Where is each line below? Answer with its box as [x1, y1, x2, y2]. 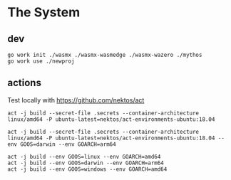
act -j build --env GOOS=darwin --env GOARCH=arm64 [7, 159, 164, 166]
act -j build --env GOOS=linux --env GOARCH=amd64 [7, 153, 161, 160]
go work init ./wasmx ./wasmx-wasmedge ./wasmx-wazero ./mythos [7, 51, 202, 58]
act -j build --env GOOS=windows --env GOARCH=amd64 [7, 165, 168, 173]
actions [7, 77, 41, 89]
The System [7, 4, 81, 21]
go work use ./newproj [7, 58, 75, 65]
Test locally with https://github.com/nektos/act [7, 95, 145, 104]
